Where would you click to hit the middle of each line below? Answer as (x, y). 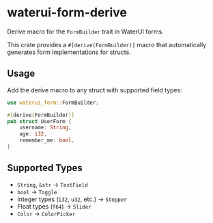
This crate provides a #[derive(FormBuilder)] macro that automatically (107, 44)
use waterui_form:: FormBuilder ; (53, 103)
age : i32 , (33, 134)
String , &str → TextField (53, 184)
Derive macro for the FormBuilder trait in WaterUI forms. (85, 31)
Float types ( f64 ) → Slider (54, 206)
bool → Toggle (37, 192)
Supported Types (45, 168)
